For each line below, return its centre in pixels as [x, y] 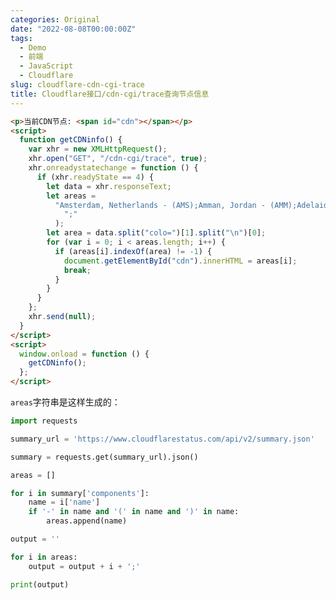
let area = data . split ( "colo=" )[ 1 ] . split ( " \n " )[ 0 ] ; [156, 233]
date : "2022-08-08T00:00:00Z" [73, 29]
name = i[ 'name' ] [64, 502]
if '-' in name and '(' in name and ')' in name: [134, 512]
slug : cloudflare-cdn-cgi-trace [77, 85]
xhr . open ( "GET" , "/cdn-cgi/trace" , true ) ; [118, 159]
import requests [44, 421]
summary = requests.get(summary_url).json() [104, 457]
